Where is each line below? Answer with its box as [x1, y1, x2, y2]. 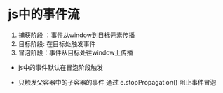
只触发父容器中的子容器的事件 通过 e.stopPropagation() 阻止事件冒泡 [18, 78, 217, 86]
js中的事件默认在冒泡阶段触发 [18, 63, 104, 71]
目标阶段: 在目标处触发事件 [18, 39, 96, 48]
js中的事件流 [8, 6, 80, 22]
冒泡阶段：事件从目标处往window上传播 [18, 48, 134, 57]
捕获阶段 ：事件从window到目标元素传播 [18, 31, 135, 39]
